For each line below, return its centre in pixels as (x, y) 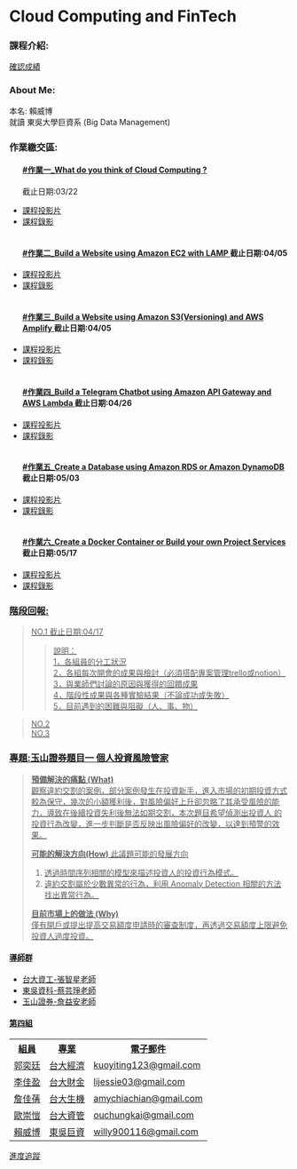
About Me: (32, 91)
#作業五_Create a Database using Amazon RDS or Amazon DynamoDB (153, 467)
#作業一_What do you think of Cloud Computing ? (114, 170)
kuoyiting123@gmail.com (147, 1065)
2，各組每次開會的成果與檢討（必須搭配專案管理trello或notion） (169, 673)
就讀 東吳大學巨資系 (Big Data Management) (90, 122)
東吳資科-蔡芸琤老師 (59, 990)
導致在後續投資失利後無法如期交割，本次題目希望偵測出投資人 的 (164, 812)
